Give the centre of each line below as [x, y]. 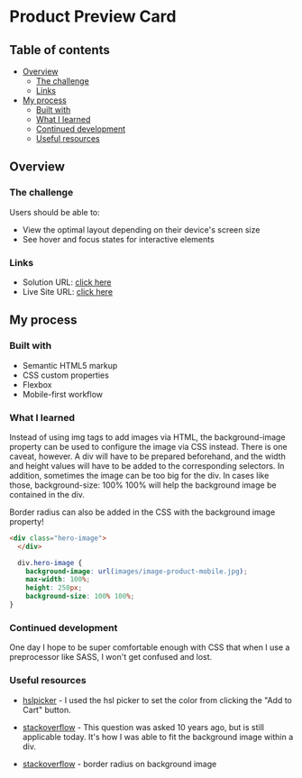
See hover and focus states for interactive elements [118, 239]
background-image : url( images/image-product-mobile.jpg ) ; [137, 571]
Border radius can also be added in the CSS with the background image [142, 512]
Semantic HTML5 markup [70, 365]
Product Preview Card [93, 17]
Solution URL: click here [67, 282]
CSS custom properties [66, 375]
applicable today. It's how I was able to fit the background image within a [158, 737]
